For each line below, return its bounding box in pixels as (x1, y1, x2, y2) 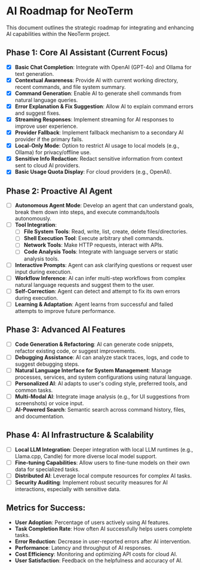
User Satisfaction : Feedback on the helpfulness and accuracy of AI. (14, 557, 183, 564)
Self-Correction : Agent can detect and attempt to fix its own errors (14, 287, 180, 295)
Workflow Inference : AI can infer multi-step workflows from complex (14, 274, 186, 281)
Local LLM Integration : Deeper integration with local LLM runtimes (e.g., (14, 446, 193, 453)
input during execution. (14, 268, 72, 275)
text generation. (14, 70, 54, 77)
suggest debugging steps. (14, 360, 79, 367)
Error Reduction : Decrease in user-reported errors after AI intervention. (14, 538, 191, 545)
